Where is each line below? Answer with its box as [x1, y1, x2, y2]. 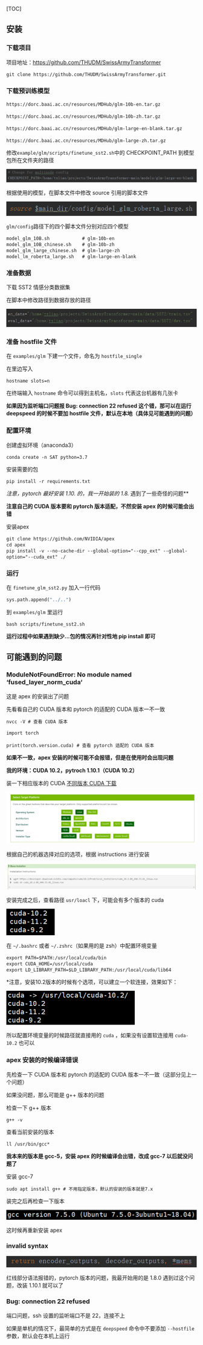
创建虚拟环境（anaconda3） [6, 441, 77, 449]
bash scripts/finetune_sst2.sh [6, 621, 85, 627]
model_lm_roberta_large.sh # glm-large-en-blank [6, 253, 137, 259]
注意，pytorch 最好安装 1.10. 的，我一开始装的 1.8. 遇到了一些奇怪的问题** [6, 490, 189, 497]
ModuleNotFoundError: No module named [6, 670, 132, 679]
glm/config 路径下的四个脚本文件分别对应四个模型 [6, 222, 129, 230]
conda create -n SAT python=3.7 [6, 454, 88, 460]
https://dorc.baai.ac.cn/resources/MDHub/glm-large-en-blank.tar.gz [6, 125, 182, 132]
